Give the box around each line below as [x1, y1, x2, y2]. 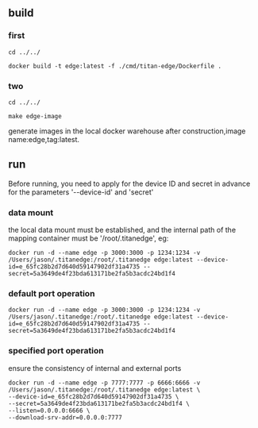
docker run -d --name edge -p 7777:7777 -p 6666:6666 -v [8, 379, 201, 387]
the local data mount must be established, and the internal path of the [8, 226, 237, 235]
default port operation [8, 288, 95, 299]
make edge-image [8, 112, 62, 120]
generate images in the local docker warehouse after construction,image [8, 126, 246, 136]
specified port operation [8, 345, 105, 357]
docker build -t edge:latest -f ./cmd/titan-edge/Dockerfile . [8, 62, 222, 70]
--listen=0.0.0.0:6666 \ [8, 407, 90, 415]
